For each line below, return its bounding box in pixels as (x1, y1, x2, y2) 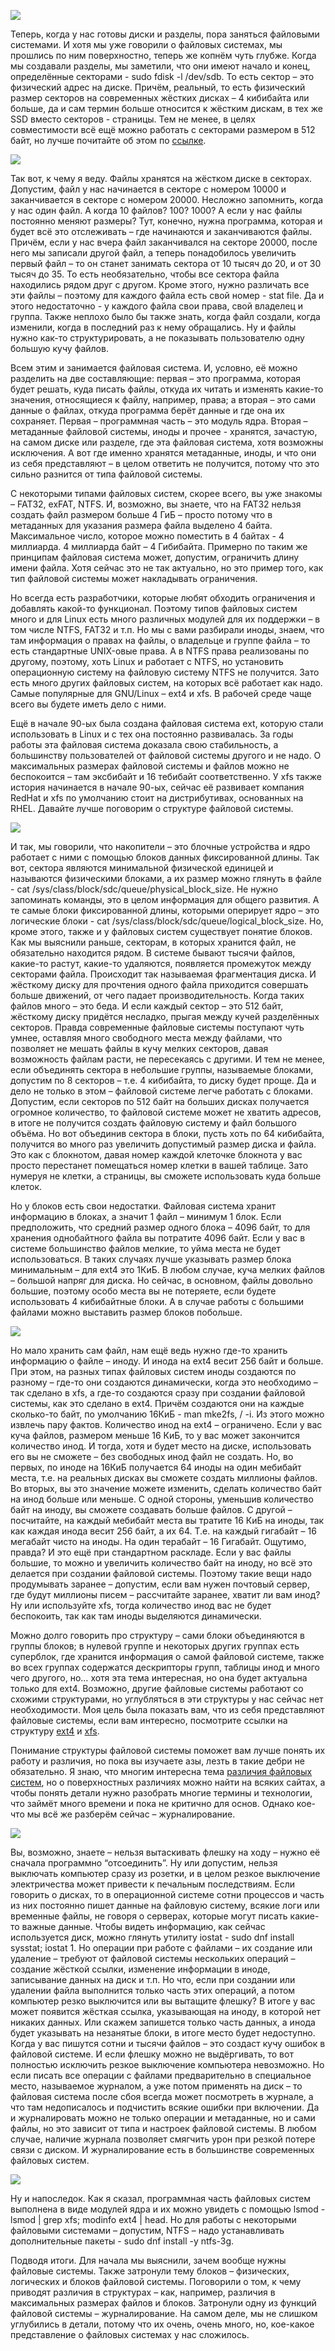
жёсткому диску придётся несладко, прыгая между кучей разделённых (10, 1011, 320, 1022)
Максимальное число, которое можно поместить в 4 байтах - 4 (10, 530, 285, 542)
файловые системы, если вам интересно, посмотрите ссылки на (10, 1715, 288, 1726)
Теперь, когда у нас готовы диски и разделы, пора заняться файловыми (10, 28, 320, 40)
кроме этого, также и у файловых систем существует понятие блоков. (10, 926, 313, 937)
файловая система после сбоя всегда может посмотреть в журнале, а (10, 2091, 314, 2102)
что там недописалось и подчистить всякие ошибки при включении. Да (10, 2101, 320, 2113)
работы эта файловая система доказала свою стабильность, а (10, 739, 279, 750)
